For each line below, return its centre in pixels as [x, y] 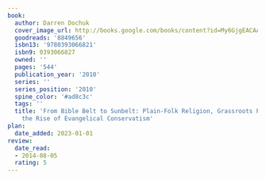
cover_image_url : [43, 30]
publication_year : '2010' [58, 74]
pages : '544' [36, 67]
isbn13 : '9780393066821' [56, 45]
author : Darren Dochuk [52, 23]
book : [16, 15]
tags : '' [29, 104]
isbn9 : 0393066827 [45, 52]
